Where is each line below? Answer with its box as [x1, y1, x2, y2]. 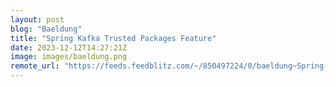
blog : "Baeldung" [10, 24, 83, 34]
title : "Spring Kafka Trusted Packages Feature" [10, 33, 217, 43]
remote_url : [10, 61, 60, 71]
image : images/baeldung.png [10, 52, 128, 62]
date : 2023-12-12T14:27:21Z [10, 42, 128, 53]
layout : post [10, 14, 65, 25]
